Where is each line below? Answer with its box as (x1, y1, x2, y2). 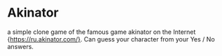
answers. (7, 42, 34, 50)
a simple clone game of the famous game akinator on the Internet (7, 28, 196, 36)
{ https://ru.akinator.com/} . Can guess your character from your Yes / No (7, 35, 215, 43)
